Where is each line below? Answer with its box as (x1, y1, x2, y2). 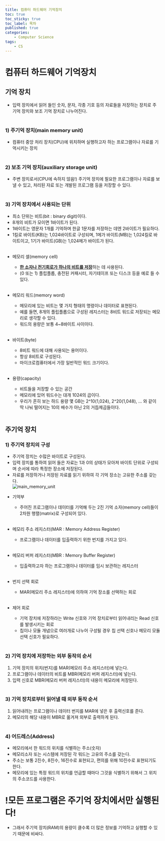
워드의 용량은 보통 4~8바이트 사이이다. (19, 321, 94, 327)
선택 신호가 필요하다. (19, 634, 60, 640)
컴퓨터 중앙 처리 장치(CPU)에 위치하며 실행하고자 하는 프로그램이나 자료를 (12, 139, 154, 145)
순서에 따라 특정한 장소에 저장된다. (17, 466, 84, 472)
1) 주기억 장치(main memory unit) (5, 127, 83, 134)
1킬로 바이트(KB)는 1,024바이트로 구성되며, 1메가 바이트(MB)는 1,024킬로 (12, 231, 153, 237)
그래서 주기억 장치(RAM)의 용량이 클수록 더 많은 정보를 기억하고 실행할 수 (12, 825, 153, 831)
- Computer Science (14, 35, 54, 40)
